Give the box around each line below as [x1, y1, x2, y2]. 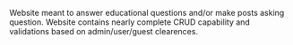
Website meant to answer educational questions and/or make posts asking [9, 8, 285, 18]
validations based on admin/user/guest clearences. [9, 26, 199, 36]
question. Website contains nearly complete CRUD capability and [9, 17, 251, 27]
